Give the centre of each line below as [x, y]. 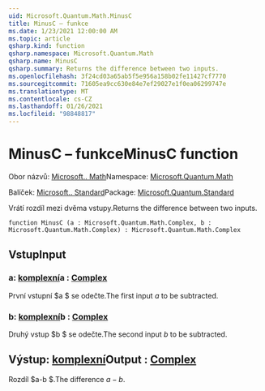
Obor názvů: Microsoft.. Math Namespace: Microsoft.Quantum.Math [121, 176]
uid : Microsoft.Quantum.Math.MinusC [70, 16]
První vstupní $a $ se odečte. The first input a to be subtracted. [113, 295]
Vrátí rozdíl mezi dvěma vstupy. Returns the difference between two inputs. [133, 208]
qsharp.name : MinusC [43, 62]
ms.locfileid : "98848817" [52, 114]
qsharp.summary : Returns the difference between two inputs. [114, 69]
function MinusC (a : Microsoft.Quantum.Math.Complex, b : [110, 223]
